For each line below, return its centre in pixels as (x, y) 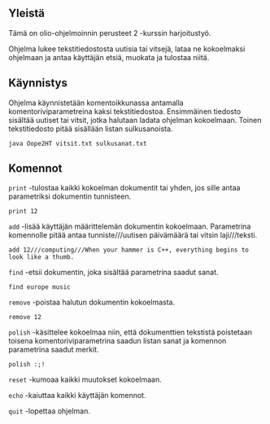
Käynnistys (38, 83)
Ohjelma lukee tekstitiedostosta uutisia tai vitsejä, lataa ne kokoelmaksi (127, 49)
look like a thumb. (41, 257)
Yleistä (26, 13)
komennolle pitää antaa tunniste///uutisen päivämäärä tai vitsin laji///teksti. (133, 235)
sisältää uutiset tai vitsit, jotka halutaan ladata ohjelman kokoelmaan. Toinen (135, 120)
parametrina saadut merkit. (54, 350)
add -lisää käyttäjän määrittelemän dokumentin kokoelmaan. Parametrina (130, 226)
